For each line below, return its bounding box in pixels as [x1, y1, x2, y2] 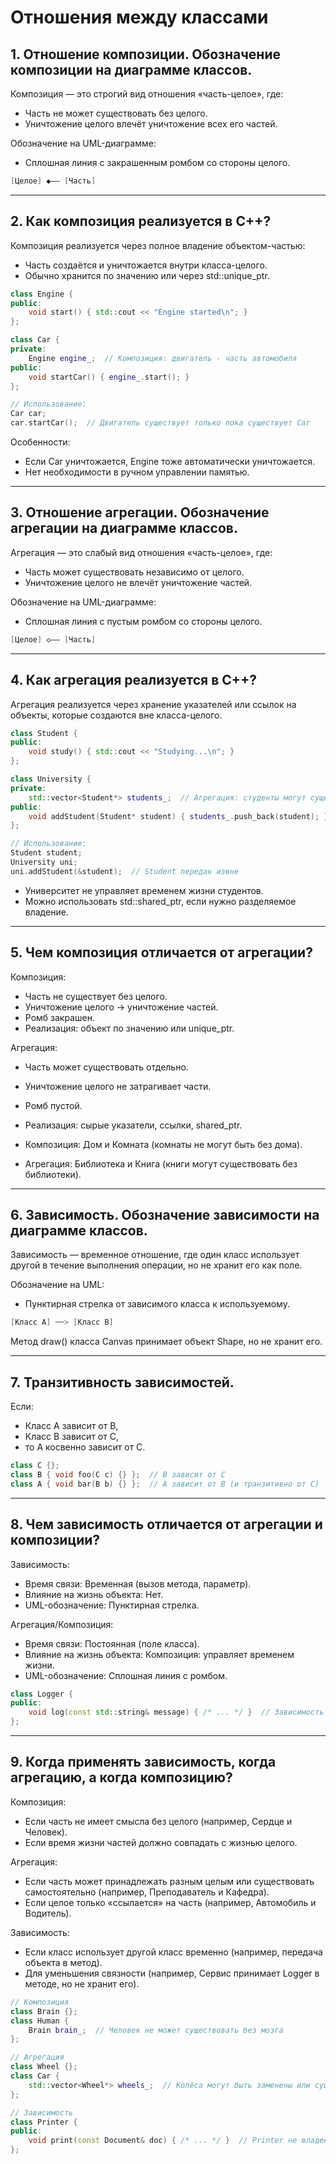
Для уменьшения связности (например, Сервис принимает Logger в [24, 1967, 320, 1979]
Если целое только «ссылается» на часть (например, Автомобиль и [24, 1896, 317, 1908]
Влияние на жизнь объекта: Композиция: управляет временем [24, 1648, 295, 1660]
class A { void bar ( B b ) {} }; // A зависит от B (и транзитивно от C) [10, 1479, 320, 1489]
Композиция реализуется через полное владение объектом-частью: [10, 239, 306, 251]
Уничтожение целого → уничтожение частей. [24, 1001, 219, 1013]
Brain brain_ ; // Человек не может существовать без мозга [28, 2025, 284, 2035]
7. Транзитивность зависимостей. [10, 1374, 235, 1391]
